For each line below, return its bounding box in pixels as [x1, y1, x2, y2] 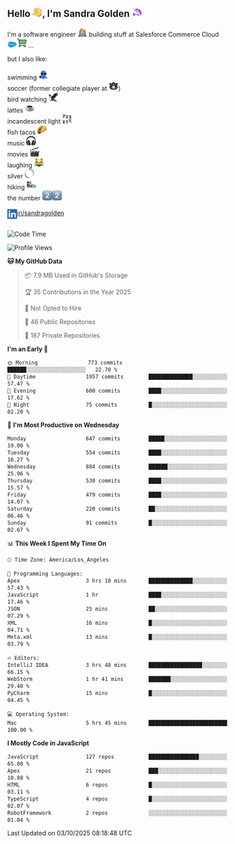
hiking [7, 183, 25, 191]
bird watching [7, 95, 47, 103]
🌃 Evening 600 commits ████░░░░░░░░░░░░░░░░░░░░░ [7, 387, 228, 394]
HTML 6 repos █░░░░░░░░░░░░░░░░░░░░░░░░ [7, 781, 228, 789]
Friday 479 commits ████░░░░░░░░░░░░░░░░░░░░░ [7, 491, 228, 499]
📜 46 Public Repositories [24, 317, 96, 326]
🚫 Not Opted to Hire [24, 303, 82, 312]
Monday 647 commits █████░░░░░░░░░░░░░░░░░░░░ [7, 435, 228, 442]
